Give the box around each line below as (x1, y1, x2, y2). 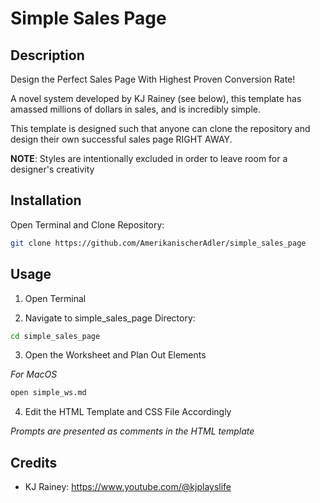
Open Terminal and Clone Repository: (10, 218, 165, 231)
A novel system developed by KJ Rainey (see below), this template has (10, 93, 302, 104)
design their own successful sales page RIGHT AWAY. (10, 133, 233, 145)
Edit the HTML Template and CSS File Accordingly (24, 406, 232, 418)
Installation (10, 192, 82, 209)
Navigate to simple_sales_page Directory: (24, 312, 196, 324)
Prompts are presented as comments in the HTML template (10, 425, 255, 437)
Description (10, 47, 85, 64)
